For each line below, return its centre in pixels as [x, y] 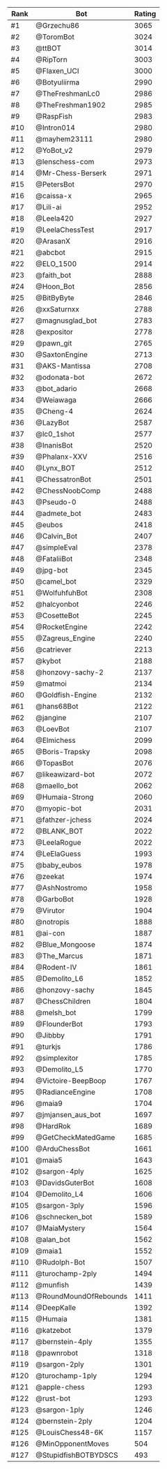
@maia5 [49, 1160]
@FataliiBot [54, 559]
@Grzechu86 [58, 25]
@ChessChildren [63, 1001]
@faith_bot [54, 275]
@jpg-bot [52, 570]
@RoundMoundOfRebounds [81, 1296]
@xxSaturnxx [58, 309]
